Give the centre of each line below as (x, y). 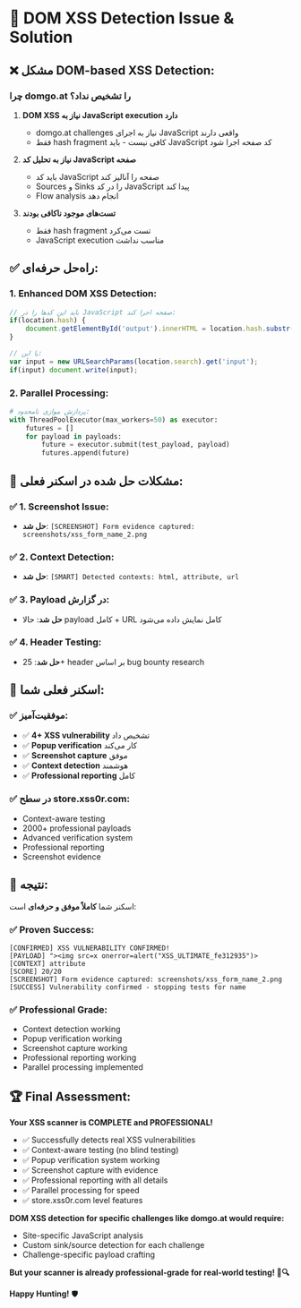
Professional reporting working (79, 1058)
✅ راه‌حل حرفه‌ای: (54, 268)
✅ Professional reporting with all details (95, 1180)
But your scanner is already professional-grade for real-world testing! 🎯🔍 (149, 1273)
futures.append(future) (86, 453)
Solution (41, 37)
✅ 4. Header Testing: (56, 642)
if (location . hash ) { (48, 321)
